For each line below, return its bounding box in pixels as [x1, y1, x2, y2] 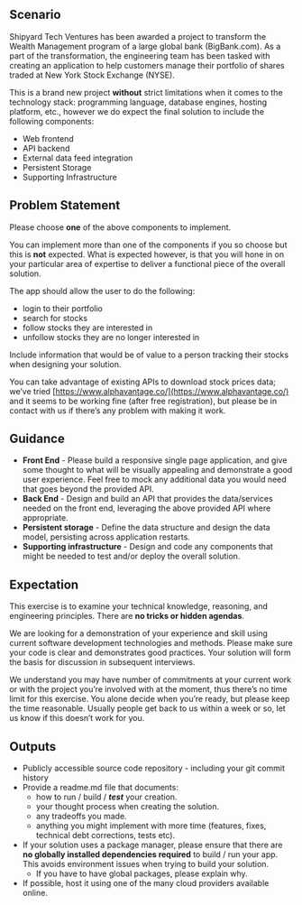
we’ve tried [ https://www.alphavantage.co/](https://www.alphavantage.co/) [9, 385, 289, 396]
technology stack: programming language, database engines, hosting [9, 97, 268, 107]
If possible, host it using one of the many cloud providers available [22, 878, 270, 889]
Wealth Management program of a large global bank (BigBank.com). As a [9, 41, 281, 51]
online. [22, 888, 48, 899]
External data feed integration [22, 152, 133, 163]
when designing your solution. [9, 358, 122, 369]
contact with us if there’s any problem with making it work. [9, 405, 226, 416]
